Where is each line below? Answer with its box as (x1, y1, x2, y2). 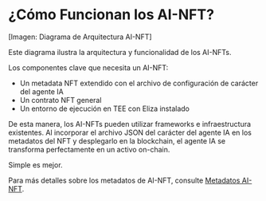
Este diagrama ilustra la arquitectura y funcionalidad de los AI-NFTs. (8, 47, 232, 57)
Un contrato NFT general (19, 95, 102, 104)
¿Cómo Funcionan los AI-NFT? (8, 6, 215, 24)
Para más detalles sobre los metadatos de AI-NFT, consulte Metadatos (8, 175, 241, 185)
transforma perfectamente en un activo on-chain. (8, 144, 170, 154)
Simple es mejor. (8, 160, 63, 169)
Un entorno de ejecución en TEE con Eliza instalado (19, 104, 190, 113)
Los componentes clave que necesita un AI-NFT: (8, 62, 169, 73)
